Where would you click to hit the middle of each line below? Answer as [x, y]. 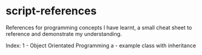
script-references [51, 11]
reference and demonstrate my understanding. [64, 33]
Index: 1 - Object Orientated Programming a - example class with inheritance [101, 45]
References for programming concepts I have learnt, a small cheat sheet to [99, 27]
